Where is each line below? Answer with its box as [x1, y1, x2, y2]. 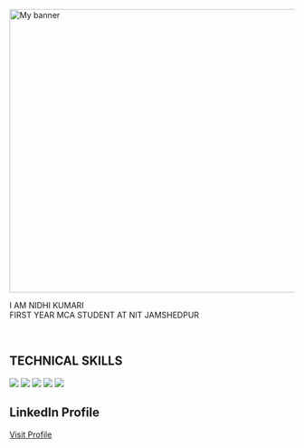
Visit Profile [9, 429, 52, 440]
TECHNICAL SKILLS [9, 354, 123, 369]
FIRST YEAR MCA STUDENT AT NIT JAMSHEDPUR [9, 309, 200, 320]
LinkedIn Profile [9, 404, 100, 421]
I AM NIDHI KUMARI [9, 300, 84, 310]
